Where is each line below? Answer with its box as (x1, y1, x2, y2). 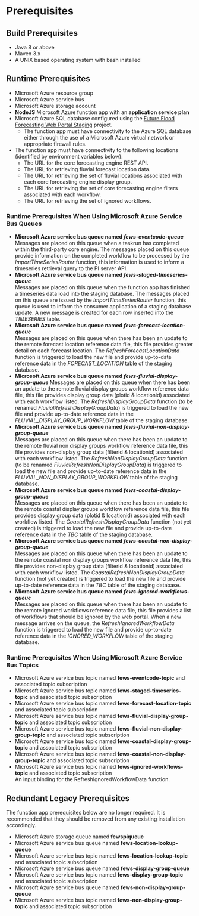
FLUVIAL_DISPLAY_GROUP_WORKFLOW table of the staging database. (14, 417, 189, 424)
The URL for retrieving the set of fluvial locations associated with (23, 172, 182, 179)
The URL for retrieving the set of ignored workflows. (23, 197, 151, 204)
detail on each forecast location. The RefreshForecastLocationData (14, 347, 180, 354)
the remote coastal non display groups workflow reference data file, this (14, 556, 191, 564)
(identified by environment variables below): (14, 153, 123, 160)
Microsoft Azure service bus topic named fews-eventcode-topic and (14, 674, 185, 682)
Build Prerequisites (6, 28, 78, 38)
